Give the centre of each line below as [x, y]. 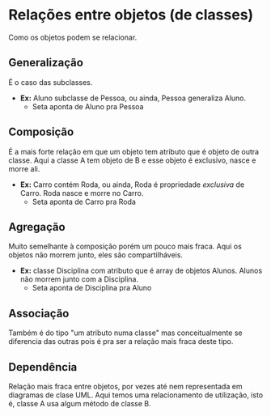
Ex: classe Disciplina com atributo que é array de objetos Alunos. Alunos [141, 271]
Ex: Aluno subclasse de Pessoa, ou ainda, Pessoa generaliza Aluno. [133, 98]
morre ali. [24, 168]
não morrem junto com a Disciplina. [79, 279]
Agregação [37, 227]
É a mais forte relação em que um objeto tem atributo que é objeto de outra [134, 151]
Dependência [43, 367]
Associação [39, 313]
